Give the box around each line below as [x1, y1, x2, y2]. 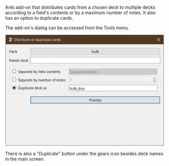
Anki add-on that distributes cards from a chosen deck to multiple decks [5, 5, 155, 10]
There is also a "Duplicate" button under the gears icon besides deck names [5, 150, 163, 156]
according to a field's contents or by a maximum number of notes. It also [5, 10, 156, 16]
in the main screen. [5, 156, 45, 162]
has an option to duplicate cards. [5, 15, 73, 21]
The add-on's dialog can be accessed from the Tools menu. [5, 25, 129, 31]
